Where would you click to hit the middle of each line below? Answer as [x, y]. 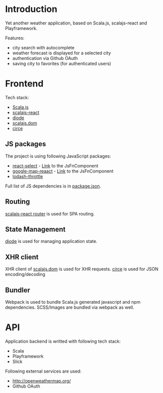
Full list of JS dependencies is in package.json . [53, 186]
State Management [35, 229]
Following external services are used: [43, 371]
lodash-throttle [28, 176]
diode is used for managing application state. [51, 241]
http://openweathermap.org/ [41, 381]
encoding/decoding [25, 274]
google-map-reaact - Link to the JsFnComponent [63, 171]
